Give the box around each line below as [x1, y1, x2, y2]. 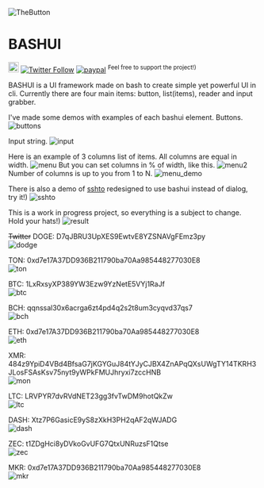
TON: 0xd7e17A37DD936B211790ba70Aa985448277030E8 [8, 255, 201, 265]
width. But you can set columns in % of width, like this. [8, 159, 216, 170]
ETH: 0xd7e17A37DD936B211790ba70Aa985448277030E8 [8, 326, 200, 336]
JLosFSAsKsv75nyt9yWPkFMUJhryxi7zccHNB [8, 367, 161, 377]
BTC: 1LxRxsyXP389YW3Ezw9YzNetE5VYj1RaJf [8, 279, 165, 289]
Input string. [8, 136, 48, 146]
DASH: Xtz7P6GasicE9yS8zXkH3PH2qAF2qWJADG [8, 415, 178, 425]
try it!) [8, 192, 28, 202]
